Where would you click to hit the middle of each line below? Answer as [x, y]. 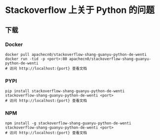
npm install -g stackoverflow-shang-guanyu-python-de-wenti [68, 123]
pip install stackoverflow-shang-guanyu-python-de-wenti [65, 91]
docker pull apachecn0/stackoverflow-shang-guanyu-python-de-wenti [76, 54]
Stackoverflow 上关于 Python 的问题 [80, 10]
